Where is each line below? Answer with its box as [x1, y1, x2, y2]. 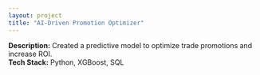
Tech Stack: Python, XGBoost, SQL [8, 57, 124, 67]
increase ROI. [8, 49, 53, 58]
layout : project [8, 11, 62, 20]
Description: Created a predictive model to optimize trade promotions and [8, 40, 253, 50]
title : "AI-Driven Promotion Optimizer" [8, 19, 145, 27]
